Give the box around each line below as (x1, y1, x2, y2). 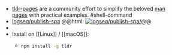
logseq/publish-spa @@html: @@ (11, 18, 152, 25)
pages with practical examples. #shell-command (11, 11, 132, 19)
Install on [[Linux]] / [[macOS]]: (11, 30, 89, 38)
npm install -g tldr (20, 43, 73, 49)
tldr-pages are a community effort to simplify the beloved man (11, 5, 166, 12)
